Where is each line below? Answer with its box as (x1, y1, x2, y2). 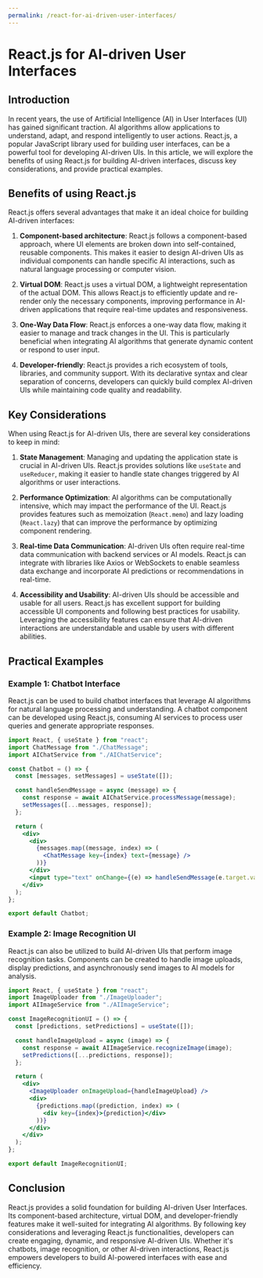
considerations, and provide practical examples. (8, 164, 163, 174)
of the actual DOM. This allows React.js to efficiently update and (19, 288, 227, 298)
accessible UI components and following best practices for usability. (19, 606, 240, 617)
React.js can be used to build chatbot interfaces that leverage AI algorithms (8, 696, 251, 705)
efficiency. (8, 1261, 42, 1270)
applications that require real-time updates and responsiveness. (41, 305, 248, 314)
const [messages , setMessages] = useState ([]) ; (15, 772, 174, 780)
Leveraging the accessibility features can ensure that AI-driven (19, 615, 223, 624)
